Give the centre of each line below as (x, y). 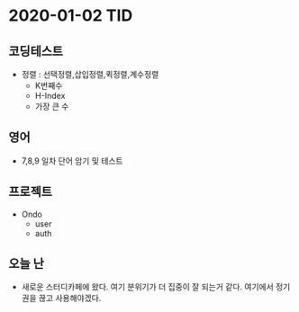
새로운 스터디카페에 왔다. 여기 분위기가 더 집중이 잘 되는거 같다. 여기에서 (147, 287)
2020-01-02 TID (71, 16)
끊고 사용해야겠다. (70, 299)
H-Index (50, 96)
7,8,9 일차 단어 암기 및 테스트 (72, 160)
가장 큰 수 (52, 106)
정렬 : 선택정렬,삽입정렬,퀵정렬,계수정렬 (90, 74)
